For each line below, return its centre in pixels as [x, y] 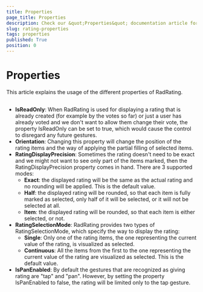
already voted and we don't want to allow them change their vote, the [101, 122]
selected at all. [42, 206]
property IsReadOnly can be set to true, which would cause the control [103, 129]
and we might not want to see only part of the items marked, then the [101, 161]
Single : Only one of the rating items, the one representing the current [110, 238]
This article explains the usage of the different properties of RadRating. [95, 92]
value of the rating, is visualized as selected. [79, 244]
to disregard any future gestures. [56, 135]
